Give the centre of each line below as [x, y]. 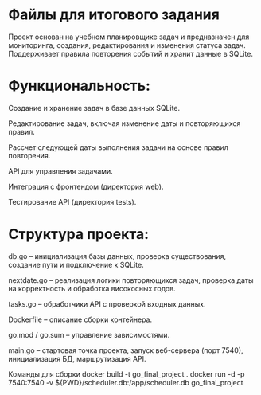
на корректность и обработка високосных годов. [92, 288]
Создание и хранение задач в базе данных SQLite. [94, 108]
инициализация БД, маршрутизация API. [77, 358]
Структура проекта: [79, 235]
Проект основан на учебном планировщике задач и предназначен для [129, 37]
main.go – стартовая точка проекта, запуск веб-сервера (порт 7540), [126, 350]
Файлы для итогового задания [114, 15]
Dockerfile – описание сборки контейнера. [80, 319]
